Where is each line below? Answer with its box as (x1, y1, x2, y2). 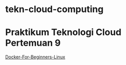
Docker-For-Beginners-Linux (5, 54, 66, 60)
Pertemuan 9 (5, 37, 61, 49)
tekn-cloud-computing (5, 4, 104, 15)
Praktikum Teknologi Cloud (5, 27, 121, 38)
